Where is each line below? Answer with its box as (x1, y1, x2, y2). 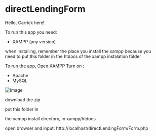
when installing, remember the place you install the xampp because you (5, 48, 152, 54)
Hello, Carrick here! (5, 20, 45, 26)
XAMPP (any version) (12, 38, 56, 45)
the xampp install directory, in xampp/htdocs (5, 115, 96, 121)
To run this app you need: (5, 29, 57, 35)
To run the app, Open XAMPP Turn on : (5, 63, 84, 69)
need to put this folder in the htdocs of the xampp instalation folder (5, 53, 142, 59)
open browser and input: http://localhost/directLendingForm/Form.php (5, 125, 149, 131)
